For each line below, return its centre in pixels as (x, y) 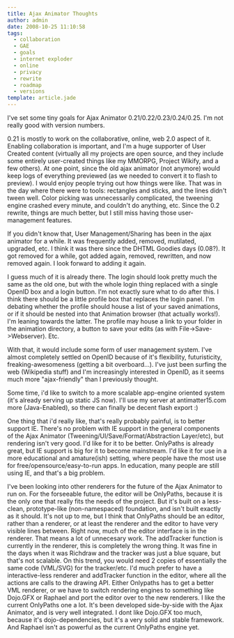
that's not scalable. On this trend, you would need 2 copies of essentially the (117, 561)
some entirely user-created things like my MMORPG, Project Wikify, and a (113, 161)
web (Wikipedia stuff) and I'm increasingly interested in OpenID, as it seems (116, 372)
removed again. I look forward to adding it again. (77, 263)
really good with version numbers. (56, 125)
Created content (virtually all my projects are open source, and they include (116, 153)
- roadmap (28, 85)
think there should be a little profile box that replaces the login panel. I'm (111, 299)
